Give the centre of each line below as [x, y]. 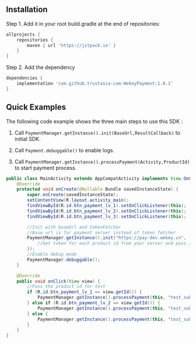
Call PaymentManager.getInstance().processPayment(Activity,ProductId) [102, 161]
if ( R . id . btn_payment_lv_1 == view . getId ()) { [85, 292]
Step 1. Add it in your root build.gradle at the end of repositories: [83, 23]
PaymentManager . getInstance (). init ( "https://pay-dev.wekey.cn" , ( [109, 238]
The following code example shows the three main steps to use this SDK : [94, 121]
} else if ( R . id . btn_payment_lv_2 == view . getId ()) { [94, 303]
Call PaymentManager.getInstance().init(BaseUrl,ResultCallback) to [97, 133]
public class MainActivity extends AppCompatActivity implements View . [95, 178]
